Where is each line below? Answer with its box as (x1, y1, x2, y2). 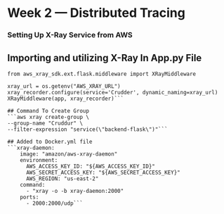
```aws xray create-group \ (7, 113, 90, 120)
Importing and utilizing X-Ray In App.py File (7, 51, 202, 64)
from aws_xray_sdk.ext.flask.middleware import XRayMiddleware (7, 70, 197, 77)
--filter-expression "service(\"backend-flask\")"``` (7, 125, 169, 133)
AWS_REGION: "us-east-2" (25, 175, 99, 182)
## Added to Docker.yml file (7, 138, 93, 145)
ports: (20, 194, 39, 201)
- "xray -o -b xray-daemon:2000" (25, 187, 124, 194)
